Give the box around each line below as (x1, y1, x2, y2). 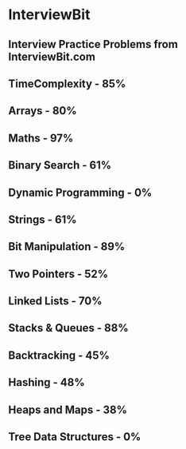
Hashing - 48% (8, 375, 85, 389)
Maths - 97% (8, 131, 74, 145)
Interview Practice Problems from (8, 38, 179, 51)
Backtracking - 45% (8, 348, 110, 362)
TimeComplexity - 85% (8, 77, 126, 90)
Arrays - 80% (8, 104, 77, 117)
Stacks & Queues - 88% (8, 321, 129, 335)
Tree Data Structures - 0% (8, 430, 141, 444)
